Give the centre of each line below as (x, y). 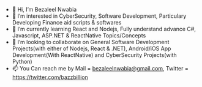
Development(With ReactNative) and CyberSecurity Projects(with (95, 55)
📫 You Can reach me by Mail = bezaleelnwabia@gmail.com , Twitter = (100, 68)
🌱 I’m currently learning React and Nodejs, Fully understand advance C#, (104, 29)
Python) (22, 62)
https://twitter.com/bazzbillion (50, 77)
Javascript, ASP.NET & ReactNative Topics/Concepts (79, 36)
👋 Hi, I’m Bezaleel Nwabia (44, 9)
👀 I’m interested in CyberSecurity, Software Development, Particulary (99, 16)
